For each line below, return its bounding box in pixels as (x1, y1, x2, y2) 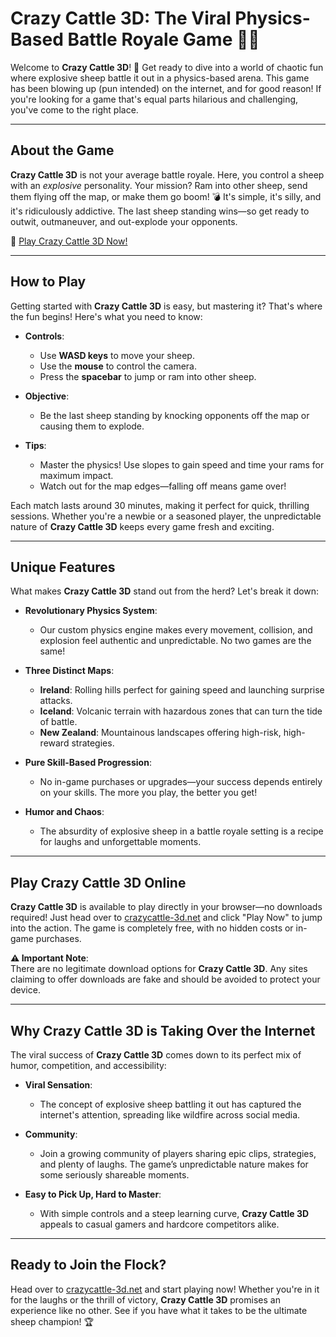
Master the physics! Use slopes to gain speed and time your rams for (39, 458, 325, 471)
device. (10, 984, 41, 996)
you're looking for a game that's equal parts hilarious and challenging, (10, 93, 299, 105)
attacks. (39, 695, 73, 707)
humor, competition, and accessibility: (10, 1060, 167, 1071)
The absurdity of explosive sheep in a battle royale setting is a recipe (39, 825, 324, 837)
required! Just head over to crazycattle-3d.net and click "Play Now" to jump (10, 912, 323, 924)
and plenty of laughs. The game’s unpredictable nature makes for (39, 1158, 309, 1170)
